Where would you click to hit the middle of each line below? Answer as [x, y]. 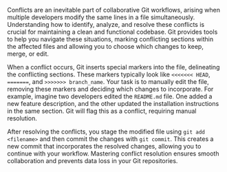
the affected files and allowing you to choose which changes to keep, [106, 46]
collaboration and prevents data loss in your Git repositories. [93, 161]
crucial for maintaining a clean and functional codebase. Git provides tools [112, 32]
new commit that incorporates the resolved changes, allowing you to [104, 146]
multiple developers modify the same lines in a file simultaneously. [101, 17]
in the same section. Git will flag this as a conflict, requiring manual [102, 111]
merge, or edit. [28, 54]
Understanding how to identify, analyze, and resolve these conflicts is [106, 24]
